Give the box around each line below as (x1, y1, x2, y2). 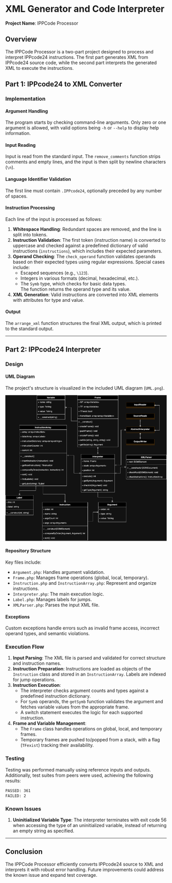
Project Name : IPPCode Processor (5, 20, 78, 26)
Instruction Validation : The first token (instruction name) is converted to (12, 237, 166, 243)
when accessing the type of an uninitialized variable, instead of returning (12, 822, 167, 829)
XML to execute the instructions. (5, 65, 74, 71)
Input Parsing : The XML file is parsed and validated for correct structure (12, 655, 166, 661)
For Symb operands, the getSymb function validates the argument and (20, 699, 163, 705)
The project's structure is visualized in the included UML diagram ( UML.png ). (5, 385, 165, 391)
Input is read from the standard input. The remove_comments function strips (5, 153, 161, 160)
